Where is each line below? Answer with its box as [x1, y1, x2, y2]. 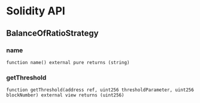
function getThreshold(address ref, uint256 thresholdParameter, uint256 [6, 87, 195, 93]
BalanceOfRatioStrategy [6, 28, 99, 38]
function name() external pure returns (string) [6, 59, 130, 65]
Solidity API [6, 4, 66, 18]
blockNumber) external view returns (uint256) [6, 92, 125, 98]
